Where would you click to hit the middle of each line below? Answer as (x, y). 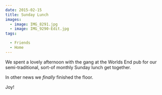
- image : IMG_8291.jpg (34, 24)
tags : (11, 34)
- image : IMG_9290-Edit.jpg (40, 29)
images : (13, 19)
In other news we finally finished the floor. (49, 77)
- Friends (20, 43)
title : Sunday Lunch (27, 15)
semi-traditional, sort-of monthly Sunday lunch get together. (68, 67)
